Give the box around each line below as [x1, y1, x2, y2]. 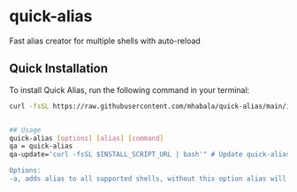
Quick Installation [9, 61, 109, 76]
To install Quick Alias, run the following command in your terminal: [9, 84, 250, 95]
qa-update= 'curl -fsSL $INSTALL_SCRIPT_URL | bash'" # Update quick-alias [9, 150, 291, 159]
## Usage [9, 126, 42, 134]
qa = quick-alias [9, 142, 73, 151]
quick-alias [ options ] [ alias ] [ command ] [9, 134, 164, 142]
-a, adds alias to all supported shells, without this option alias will [9, 174, 287, 183]
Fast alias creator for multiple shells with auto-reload [9, 35, 201, 46]
